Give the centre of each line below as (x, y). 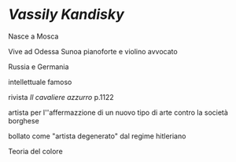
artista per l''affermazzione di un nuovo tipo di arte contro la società (118, 112)
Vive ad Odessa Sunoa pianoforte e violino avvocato (93, 51)
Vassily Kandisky (66, 15)
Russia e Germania (39, 66)
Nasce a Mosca (33, 36)
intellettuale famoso (40, 82)
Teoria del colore (35, 151)
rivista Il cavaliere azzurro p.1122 (61, 97)
